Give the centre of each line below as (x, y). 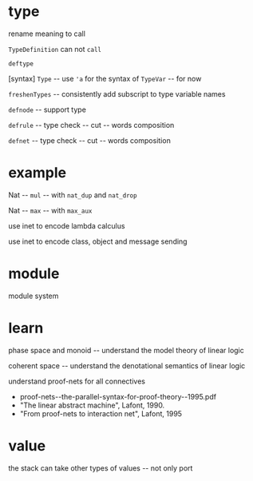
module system (34, 296)
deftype (21, 64)
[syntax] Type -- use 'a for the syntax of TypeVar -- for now (105, 78)
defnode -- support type (47, 109)
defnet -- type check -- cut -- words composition (90, 140)
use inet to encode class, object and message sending (98, 241)
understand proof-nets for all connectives (77, 381)
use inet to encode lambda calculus (67, 225)
